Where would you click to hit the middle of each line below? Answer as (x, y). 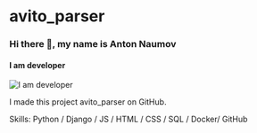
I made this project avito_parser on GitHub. (88, 102)
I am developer (37, 65)
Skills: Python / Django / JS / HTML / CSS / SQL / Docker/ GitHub (128, 119)
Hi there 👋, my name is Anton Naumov (93, 44)
